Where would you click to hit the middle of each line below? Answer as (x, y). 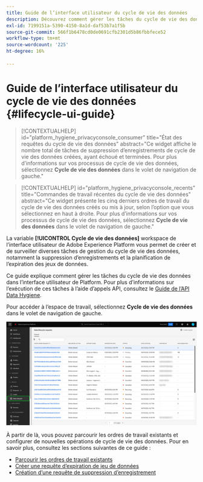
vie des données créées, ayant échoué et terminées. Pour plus (99, 156)
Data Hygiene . (24, 295)
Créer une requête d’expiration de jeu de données (77, 466)
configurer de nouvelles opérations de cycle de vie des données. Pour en (98, 441)
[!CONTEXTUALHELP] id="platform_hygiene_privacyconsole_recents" (108, 187)
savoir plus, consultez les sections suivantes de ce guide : (79, 447)
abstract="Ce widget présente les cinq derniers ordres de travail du (105, 201)
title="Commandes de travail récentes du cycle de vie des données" (106, 194)
